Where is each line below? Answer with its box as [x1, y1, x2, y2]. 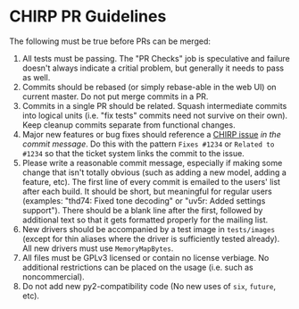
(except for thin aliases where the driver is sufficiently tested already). [21, 233, 280, 244]
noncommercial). [21, 271, 85, 282]
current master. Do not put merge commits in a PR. [21, 91, 209, 102]
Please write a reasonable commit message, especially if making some [21, 157, 283, 168]
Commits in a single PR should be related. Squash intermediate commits [21, 100, 287, 111]
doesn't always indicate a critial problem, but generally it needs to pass [21, 63, 285, 73]
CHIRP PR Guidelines [9, 6, 167, 27]
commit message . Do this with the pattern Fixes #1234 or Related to [21, 138, 275, 149]
